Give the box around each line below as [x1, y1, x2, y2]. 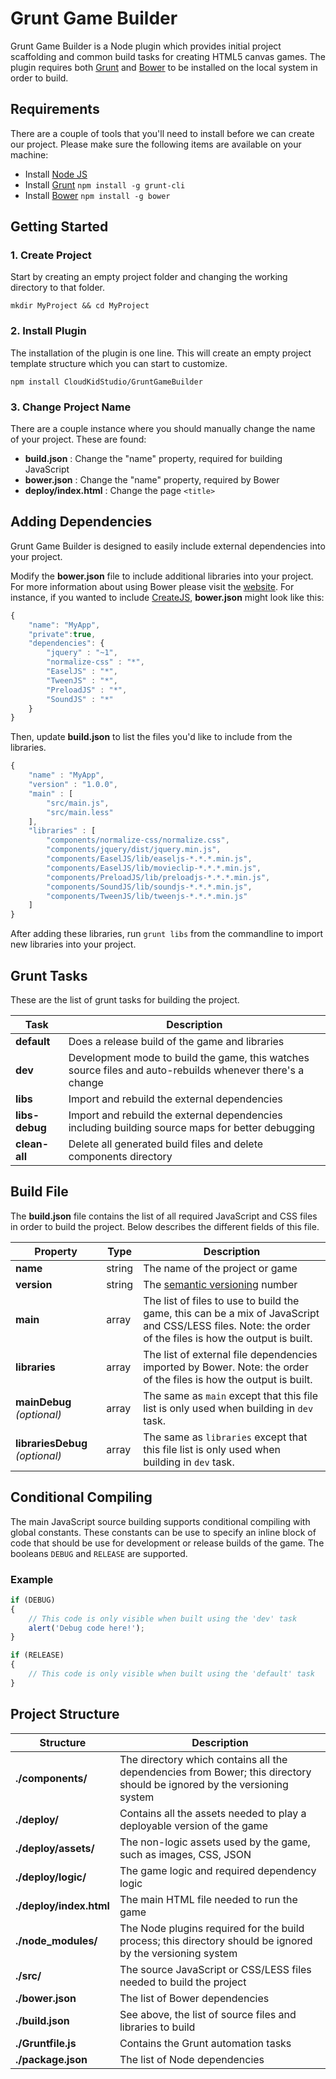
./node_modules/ [15, 1933, 98, 1947]
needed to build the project [119, 1975, 247, 1989]
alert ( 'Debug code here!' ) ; [28, 1623, 145, 1633]
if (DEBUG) [10, 1595, 56, 1605]
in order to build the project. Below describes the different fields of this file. [10, 1220, 320, 1232]
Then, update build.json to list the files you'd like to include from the [10, 731, 293, 743]
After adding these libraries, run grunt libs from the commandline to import [10, 928, 324, 940]
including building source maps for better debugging [68, 1121, 316, 1135]
